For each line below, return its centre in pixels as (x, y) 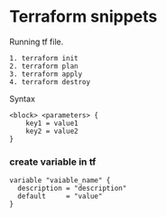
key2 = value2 (52, 131)
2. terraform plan (44, 66)
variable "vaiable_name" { (60, 181)
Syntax (23, 99)
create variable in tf (53, 162)
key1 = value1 (52, 123)
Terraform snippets (83, 17)
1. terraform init (44, 58)
